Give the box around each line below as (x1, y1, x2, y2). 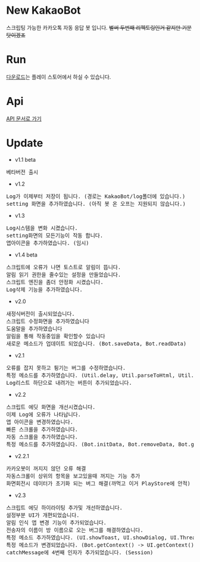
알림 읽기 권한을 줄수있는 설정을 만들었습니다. (6, 271, 121, 278)
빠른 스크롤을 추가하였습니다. (6, 426, 79, 433)
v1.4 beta (14, 251, 37, 258)
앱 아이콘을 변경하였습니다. (6, 418, 73, 425)
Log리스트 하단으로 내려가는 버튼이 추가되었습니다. (6, 379, 132, 386)
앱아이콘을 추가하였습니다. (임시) (6, 239, 89, 246)
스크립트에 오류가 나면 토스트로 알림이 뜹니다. (6, 264, 121, 270)
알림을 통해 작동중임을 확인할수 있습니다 (6, 332, 105, 339)
